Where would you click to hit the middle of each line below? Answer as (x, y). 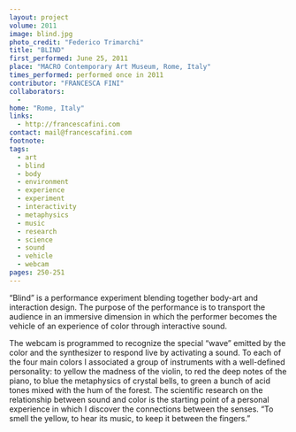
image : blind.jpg (41, 34)
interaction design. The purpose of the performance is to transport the (137, 307)
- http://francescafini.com (69, 125)
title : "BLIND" (37, 50)
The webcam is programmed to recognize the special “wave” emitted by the (148, 343)
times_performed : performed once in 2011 (87, 75)
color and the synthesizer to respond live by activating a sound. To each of (145, 352)
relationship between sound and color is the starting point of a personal (139, 399)
